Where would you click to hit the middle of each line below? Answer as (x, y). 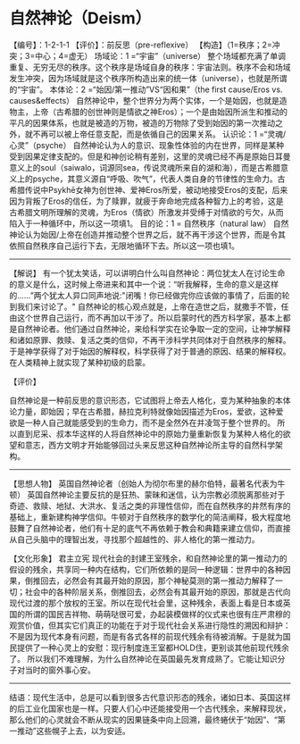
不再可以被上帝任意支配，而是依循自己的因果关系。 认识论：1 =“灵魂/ (159, 134)
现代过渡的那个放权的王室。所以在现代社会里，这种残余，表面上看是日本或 (146, 603)
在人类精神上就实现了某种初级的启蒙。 (79, 362)
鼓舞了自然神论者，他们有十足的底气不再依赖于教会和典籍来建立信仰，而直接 (150, 528)
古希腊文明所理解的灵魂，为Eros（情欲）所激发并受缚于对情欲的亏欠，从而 (146, 212)
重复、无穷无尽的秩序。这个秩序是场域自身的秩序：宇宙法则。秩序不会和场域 (150, 67)
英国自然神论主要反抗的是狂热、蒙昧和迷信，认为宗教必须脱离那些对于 (156, 494)
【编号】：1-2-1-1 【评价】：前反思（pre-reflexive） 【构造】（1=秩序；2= (141, 45)
